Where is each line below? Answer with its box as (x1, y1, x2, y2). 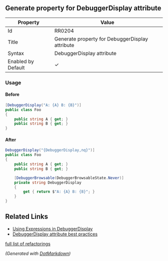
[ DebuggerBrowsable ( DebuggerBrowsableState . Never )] (14, 175, 124, 180)
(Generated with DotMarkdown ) (5, 250, 71, 256)
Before (5, 91, 20, 97)
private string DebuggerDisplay (14, 180, 81, 185)
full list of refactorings (5, 240, 51, 246)
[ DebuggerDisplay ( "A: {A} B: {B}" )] (5, 102, 81, 107)
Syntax (7, 49, 24, 56)
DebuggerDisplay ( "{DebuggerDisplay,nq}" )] (5, 147, 95, 153)
